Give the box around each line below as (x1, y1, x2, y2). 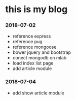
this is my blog (5, 4, 68, 15)
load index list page (12, 60, 54, 66)
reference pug (12, 39, 43, 45)
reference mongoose (12, 44, 57, 50)
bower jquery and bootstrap (12, 49, 71, 55)
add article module (12, 65, 52, 72)
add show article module (12, 90, 64, 96)
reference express (12, 33, 51, 39)
